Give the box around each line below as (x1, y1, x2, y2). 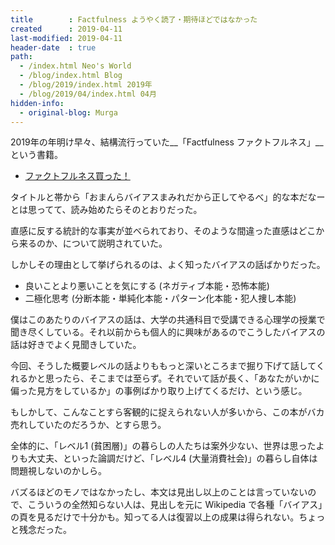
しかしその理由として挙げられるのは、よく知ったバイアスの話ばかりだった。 (10, 259, 326, 271)
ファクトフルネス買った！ (24, 170, 131, 182)
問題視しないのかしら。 (10, 465, 107, 477)
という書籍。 (10, 149, 63, 161)
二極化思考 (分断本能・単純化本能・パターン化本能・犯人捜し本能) (24, 292, 297, 305)
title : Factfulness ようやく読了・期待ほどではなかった (10, 14, 258, 25)
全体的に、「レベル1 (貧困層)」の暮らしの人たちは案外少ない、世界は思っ (10, 440, 308, 452)
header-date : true (10, 42, 97, 53)
